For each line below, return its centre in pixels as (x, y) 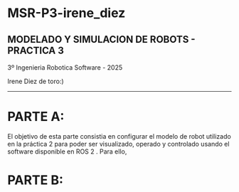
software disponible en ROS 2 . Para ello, (67, 151)
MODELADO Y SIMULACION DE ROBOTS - (101, 39)
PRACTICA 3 (36, 50)
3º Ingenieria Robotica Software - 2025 (65, 68)
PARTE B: (36, 180)
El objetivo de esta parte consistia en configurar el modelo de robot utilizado (119, 136)
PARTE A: (36, 117)
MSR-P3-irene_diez (67, 13)
